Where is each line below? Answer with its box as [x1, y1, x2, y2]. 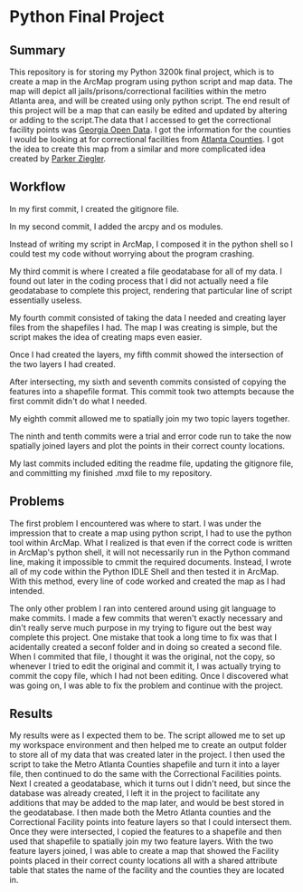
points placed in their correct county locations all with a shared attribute [9, 855, 278, 867]
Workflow [9, 179, 66, 195]
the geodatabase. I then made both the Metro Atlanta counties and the [9, 807, 271, 818]
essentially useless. [9, 295, 83, 305]
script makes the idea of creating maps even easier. [9, 331, 203, 342]
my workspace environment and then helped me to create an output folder [9, 740, 288, 751]
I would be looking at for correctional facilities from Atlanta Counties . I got [9, 134, 284, 144]
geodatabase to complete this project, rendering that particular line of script [9, 285, 292, 296]
